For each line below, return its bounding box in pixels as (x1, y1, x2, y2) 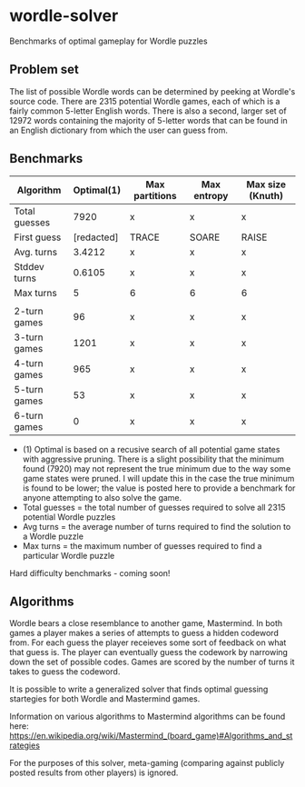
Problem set (9, 62, 80, 77)
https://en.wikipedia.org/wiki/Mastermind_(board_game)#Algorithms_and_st (9, 731, 293, 742)
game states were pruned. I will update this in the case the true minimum (22, 473, 295, 483)
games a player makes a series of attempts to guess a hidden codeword (9, 628, 279, 639)
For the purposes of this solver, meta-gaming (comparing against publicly (9, 758, 285, 769)
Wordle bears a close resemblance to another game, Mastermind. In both (9, 618, 283, 629)
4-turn (14, 356, 44, 369)
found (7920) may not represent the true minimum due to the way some (22, 463, 291, 473)
